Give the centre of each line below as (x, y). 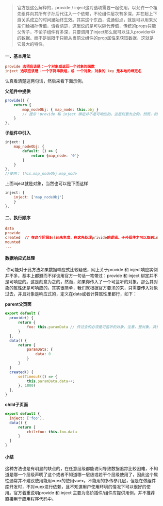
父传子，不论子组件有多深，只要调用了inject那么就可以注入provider (84, 32)
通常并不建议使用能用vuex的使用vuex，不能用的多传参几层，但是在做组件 (82, 481)
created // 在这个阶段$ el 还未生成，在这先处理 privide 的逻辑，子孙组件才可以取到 (80, 237)
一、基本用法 (18, 56)
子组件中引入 (18, 133)
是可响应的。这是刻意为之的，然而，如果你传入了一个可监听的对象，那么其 (79, 282)
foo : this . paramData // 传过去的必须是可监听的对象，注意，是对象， (90, 327)
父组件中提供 (18, 91)
